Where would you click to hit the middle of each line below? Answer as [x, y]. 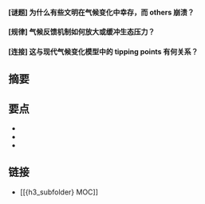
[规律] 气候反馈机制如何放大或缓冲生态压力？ [82, 32]
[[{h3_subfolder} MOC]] [59, 192]
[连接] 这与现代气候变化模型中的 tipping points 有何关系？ [103, 51]
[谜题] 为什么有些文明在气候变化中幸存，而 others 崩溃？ [101, 12]
